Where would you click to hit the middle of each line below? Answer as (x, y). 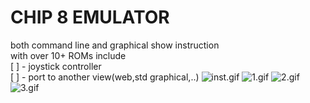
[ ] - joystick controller (56, 66)
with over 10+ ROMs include (68, 55)
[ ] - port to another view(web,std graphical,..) (105, 77)
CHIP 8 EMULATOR (90, 17)
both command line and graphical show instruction (115, 45)
